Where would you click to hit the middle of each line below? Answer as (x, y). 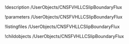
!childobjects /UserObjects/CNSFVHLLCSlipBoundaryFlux (64, 36)
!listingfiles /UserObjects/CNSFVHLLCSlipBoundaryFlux (62, 26)
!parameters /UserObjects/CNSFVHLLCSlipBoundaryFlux (63, 17)
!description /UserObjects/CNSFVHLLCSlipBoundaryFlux (63, 7)
